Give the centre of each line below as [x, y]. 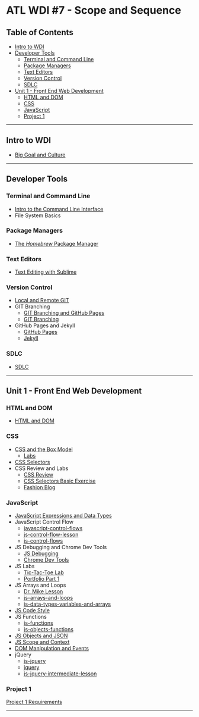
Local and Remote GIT [42, 300]
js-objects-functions [49, 629]
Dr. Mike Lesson [43, 591]
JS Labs [25, 566]
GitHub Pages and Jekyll [45, 325]
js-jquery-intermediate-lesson [60, 674]
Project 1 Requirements [34, 702]
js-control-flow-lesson [51, 534]
